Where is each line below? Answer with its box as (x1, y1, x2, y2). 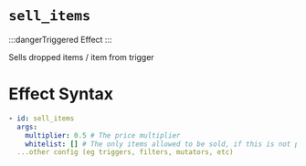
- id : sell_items (8, 113, 75, 123)
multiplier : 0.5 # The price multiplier (25, 130, 181, 140)
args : (16, 122, 38, 131)
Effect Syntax (8, 84, 114, 105)
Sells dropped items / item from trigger (8, 51, 154, 62)
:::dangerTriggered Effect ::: (8, 34, 112, 45)
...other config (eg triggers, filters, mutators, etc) (16, 148, 234, 157)
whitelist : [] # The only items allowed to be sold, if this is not (25, 140, 291, 149)
